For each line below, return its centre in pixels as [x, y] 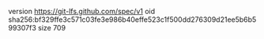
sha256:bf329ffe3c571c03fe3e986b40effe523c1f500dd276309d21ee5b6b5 [132, 19]
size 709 [52, 28]
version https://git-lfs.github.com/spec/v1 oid [82, 11]
